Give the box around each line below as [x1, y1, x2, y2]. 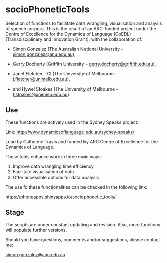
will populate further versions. [5, 227, 67, 233]
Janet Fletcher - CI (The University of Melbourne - [12, 70, 117, 76]
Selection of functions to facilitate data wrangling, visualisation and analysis [5, 20, 162, 26]
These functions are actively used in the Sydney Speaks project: [5, 119, 139, 125]
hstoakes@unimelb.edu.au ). [12, 91, 71, 97]
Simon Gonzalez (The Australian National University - [12, 46, 123, 52]
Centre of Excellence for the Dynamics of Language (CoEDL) [5, 31, 131, 37]
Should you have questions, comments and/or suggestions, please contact [5, 236, 160, 242]
